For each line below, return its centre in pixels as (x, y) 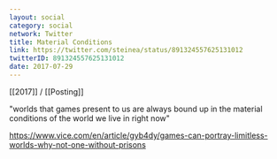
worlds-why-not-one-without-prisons (77, 144)
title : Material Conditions (61, 42)
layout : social (37, 17)
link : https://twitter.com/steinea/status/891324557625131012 (126, 50)
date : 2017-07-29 (41, 67)
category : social (41, 26)
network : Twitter (41, 34)
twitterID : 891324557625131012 (67, 58)
